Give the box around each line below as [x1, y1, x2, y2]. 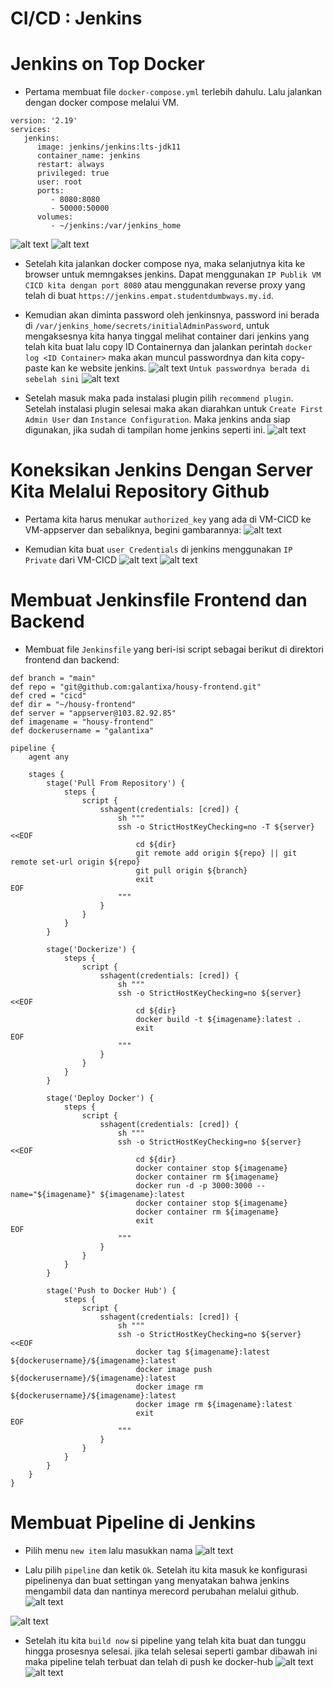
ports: [36, 186, 65, 196]
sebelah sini [24, 375, 80, 385]
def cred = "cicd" [10, 691, 87, 701]
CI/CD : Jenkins [10, 7, 143, 30]
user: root [36, 177, 83, 187]
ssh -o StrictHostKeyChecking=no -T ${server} [117, 822, 315, 832]
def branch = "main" [10, 673, 97, 683]
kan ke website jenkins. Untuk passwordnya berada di [50, 362, 311, 374]
